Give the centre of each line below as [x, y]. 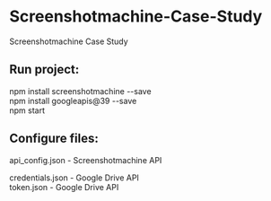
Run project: [44, 70]
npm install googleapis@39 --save [73, 100]
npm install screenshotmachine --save [80, 91]
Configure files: [54, 139]
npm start [27, 110]
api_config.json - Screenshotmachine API [86, 160]
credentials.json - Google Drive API [74, 178]
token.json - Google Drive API [64, 187]
